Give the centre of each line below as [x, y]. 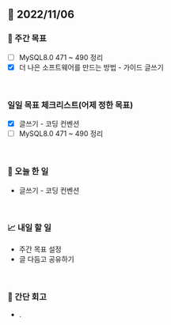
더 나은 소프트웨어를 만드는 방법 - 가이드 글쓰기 [91, 67]
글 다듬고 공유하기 [46, 259]
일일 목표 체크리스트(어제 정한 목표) [70, 105]
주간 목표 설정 [40, 249]
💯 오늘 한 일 [28, 172]
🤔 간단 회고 [27, 297]
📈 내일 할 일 [30, 228]
